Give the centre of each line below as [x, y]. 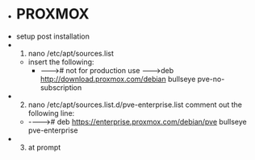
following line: [51, 113]
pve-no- [211, 79]
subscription [61, 87]
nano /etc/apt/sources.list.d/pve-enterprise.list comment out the [135, 105]
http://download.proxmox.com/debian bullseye [118, 79]
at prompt [44, 147]
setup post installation [53, 36]
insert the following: [61, 62]
